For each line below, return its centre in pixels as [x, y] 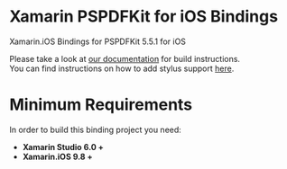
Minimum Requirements [101, 105]
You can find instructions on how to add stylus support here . [122, 68]
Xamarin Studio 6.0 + [63, 147]
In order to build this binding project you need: [96, 129]
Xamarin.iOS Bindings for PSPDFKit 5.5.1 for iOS [98, 41]
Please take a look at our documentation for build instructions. [125, 58]
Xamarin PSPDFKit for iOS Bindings [143, 17]
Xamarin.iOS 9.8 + [57, 156]
